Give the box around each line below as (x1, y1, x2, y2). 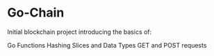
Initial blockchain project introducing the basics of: (7, 28, 152, 36)
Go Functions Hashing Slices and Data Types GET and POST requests (7, 41, 207, 49)
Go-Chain (7, 5, 65, 21)
